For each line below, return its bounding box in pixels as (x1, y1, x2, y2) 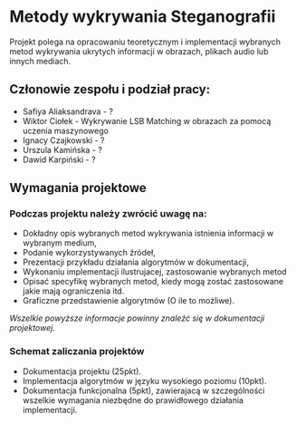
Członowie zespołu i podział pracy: (9, 82, 211, 97)
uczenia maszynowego (22, 125, 109, 136)
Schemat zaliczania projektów (9, 345, 145, 358)
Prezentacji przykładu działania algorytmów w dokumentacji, (22, 256, 249, 268)
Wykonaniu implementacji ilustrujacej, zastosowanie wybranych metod (22, 266, 287, 277)
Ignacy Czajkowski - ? (22, 134, 105, 146)
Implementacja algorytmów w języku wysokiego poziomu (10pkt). (22, 375, 267, 386)
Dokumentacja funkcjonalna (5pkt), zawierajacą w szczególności (22, 385, 265, 396)
